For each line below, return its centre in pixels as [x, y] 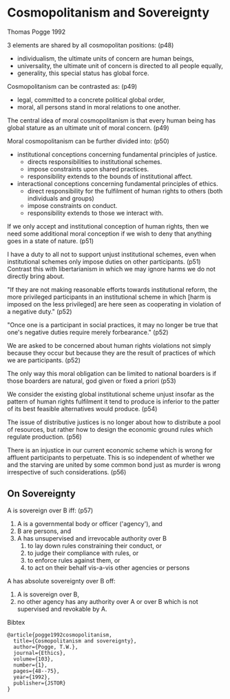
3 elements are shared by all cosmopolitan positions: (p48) [91, 45]
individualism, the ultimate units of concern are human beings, [105, 58]
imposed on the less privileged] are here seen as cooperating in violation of [114, 304]
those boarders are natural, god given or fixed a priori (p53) [92, 381]
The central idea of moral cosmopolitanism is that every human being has [111, 120]
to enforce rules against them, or [74, 560]
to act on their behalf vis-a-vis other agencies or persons [108, 567]
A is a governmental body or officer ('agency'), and [90, 523]
